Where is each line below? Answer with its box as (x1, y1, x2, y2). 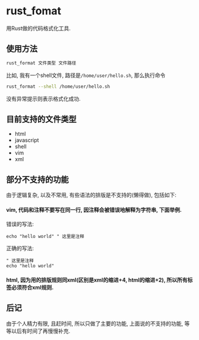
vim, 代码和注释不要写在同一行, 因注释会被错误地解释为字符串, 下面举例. (6, 206, 182, 213)
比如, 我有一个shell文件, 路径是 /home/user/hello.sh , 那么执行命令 (6, 72, 166, 79)
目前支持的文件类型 (6, 114, 77, 124)
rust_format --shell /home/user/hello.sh (6, 84, 110, 89)
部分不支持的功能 (6, 174, 69, 184)
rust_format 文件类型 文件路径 (6, 60, 77, 66)
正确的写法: (6, 245, 34, 252)
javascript (14, 137, 39, 144)
